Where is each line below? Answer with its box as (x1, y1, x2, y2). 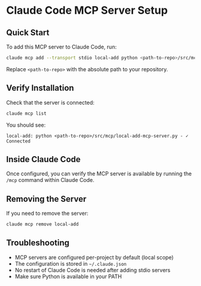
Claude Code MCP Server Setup (6, 4, 168, 17)
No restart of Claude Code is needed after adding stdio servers (14, 266, 170, 273)
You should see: (6, 121, 46, 129)
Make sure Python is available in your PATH (14, 273, 122, 280)
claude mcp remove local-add (6, 221, 79, 227)
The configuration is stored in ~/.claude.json (14, 260, 127, 267)
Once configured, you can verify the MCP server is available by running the (6, 170, 192, 177)
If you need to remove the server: (6, 210, 89, 217)
